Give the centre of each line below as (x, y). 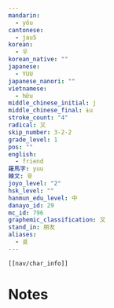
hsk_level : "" (31, 191)
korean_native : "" (38, 60)
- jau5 (26, 37)
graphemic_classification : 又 (57, 220)
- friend (29, 162)
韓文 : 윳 (20, 176)
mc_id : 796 (26, 213)
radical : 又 (27, 125)
